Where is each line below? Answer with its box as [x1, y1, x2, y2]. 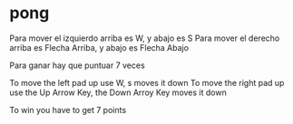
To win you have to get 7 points [9, 104, 127, 115]
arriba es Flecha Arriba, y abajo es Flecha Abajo [9, 42, 189, 52]
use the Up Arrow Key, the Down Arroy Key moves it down [9, 87, 227, 98]
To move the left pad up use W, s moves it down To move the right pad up [9, 77, 285, 88]
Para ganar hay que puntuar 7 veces [9, 60, 145, 71]
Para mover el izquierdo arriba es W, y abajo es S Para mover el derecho [9, 33, 280, 43]
